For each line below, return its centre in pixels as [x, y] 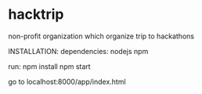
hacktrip [36, 14]
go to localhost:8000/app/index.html [67, 81]
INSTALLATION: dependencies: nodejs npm [78, 51]
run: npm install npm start [50, 66]
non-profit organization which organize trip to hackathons [101, 36]
